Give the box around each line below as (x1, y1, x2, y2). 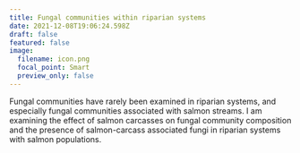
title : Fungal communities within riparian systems (9, 13, 206, 22)
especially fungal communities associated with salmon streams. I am (9, 105, 262, 116)
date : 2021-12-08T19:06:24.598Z (9, 21, 130, 30)
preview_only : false (17, 72, 94, 81)
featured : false (9, 38, 70, 47)
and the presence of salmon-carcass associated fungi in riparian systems (9, 124, 281, 135)
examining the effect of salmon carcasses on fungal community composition (9, 115, 292, 125)
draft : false (9, 30, 58, 38)
